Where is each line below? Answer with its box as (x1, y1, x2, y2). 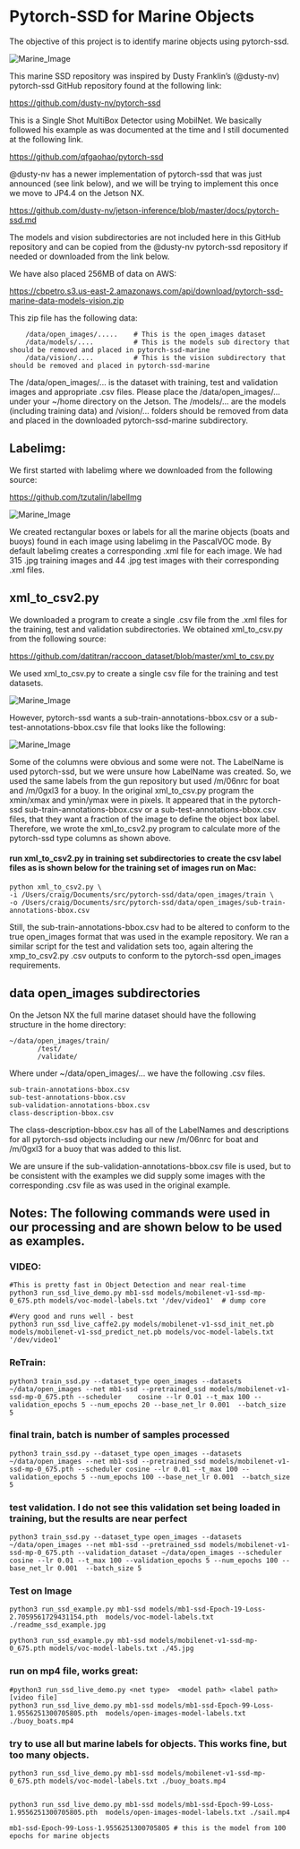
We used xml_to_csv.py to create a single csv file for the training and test (9, 667, 279, 678)
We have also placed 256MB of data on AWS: (9, 268, 177, 279)
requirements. (9, 959, 61, 970)
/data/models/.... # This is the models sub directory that (25, 338, 291, 347)
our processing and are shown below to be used (9, 1219, 283, 1234)
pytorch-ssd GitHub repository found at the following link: (9, 80, 222, 90)
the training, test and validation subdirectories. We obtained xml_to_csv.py (9, 623, 284, 634)
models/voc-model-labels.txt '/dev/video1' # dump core (48, 1296, 267, 1305)
